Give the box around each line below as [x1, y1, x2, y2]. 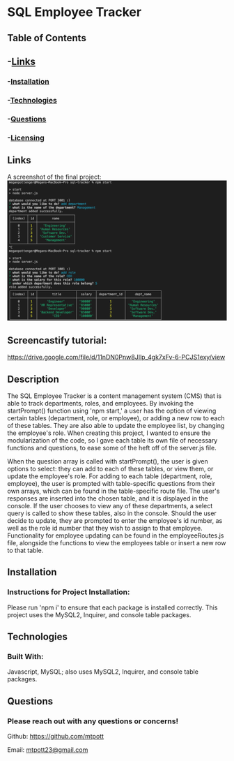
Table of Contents [7, 32, 87, 44]
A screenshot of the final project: [7, 172, 102, 182]
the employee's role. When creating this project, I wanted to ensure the [7, 429, 211, 437]
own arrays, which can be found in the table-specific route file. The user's [7, 487, 220, 495]
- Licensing [7, 133, 45, 142]
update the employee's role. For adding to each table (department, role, [7, 472, 212, 480]
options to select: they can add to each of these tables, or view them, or [7, 465, 214, 473]
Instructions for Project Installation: [7, 587, 130, 597]
